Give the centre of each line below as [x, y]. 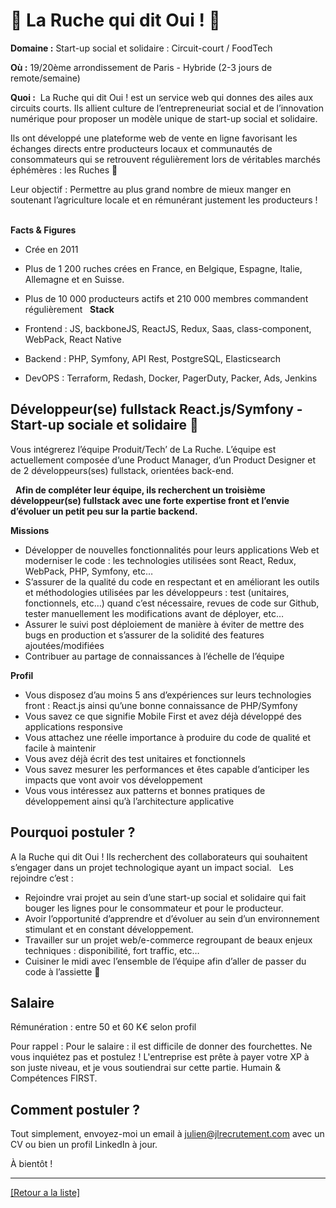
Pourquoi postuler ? [73, 832]
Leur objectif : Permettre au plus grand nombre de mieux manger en [151, 189]
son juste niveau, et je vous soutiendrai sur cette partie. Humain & [146, 1068]
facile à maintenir [60, 748]
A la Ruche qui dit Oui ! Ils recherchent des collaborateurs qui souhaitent [159, 856]
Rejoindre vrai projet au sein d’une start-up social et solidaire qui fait [165, 897]
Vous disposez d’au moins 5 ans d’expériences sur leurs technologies [168, 695]
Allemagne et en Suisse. [74, 279]
